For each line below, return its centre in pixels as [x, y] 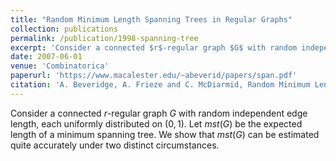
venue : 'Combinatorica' [60, 66]
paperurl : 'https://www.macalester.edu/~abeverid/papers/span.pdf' [154, 76]
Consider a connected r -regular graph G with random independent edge [159, 113]
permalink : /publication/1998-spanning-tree [104, 38]
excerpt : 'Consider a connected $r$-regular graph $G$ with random [154, 47]
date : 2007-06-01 [46, 57]
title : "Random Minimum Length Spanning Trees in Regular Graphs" [151, 19]
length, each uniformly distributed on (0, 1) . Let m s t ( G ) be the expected [156, 123]
